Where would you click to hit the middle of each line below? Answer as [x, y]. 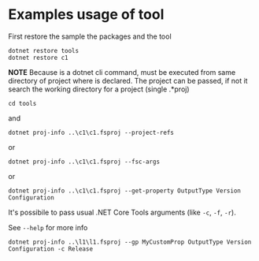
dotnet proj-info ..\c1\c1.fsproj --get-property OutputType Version [125, 191]
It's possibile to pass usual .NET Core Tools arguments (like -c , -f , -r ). [122, 212]
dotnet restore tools [44, 50]
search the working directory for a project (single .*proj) [99, 89]
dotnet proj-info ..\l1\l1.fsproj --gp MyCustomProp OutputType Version [130, 242]
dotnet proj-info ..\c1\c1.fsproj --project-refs [91, 132]
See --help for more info [48, 227]
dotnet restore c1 [38, 58]
